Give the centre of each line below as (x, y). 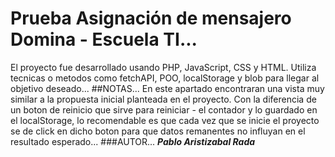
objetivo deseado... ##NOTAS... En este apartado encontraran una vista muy (167, 88)
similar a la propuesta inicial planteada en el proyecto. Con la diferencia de (163, 99)
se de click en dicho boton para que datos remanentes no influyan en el (158, 131)
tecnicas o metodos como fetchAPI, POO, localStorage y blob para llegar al (165, 78)
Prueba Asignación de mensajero (151, 18)
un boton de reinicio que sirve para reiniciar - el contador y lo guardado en (164, 109)
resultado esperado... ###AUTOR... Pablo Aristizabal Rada (133, 141)
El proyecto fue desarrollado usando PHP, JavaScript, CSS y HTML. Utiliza (163, 67)
